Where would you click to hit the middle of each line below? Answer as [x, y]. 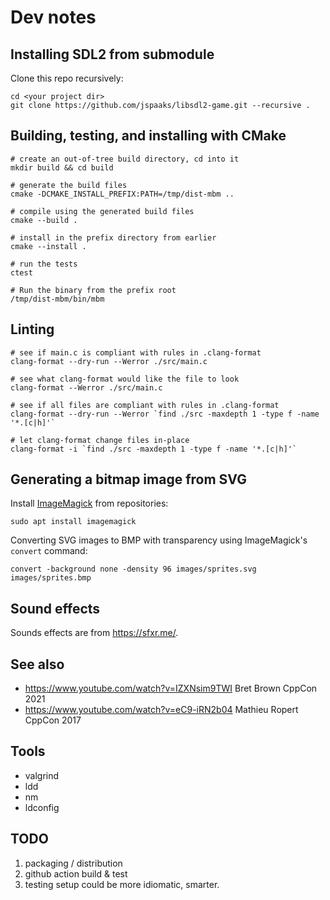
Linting [32, 329]
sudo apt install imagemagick [73, 522]
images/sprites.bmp [51, 578]
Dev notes [53, 17]
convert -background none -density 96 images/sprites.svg [133, 569]
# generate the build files [69, 185]
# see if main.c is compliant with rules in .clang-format [136, 352]
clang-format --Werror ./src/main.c [86, 387]
